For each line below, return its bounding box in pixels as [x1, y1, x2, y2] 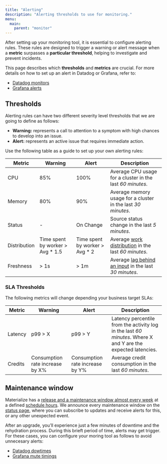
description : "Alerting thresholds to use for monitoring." [5, 12, 133, 17]
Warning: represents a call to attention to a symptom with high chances [12, 127, 160, 133]
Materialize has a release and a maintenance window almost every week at [5, 397, 159, 403]
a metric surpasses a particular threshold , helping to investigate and [5, 50, 148, 56]
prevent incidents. [5, 55, 42, 61]
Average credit [111, 354, 146, 361]
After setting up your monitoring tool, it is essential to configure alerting [5, 39, 152, 45]
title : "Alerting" [5, 7, 43, 12]
